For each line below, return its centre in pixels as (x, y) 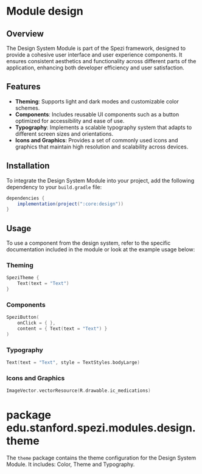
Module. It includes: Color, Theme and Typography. (71, 464)
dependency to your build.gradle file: (54, 187)
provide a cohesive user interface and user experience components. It (94, 55)
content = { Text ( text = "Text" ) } (62, 329)
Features (23, 87)
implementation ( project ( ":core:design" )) (70, 204)
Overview (25, 34)
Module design (45, 11)
